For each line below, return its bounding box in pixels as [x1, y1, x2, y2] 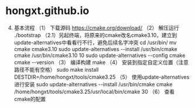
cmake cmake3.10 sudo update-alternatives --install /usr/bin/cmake [13, 45, 177, 52]
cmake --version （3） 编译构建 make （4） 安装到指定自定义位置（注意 [13, 59, 189, 66]
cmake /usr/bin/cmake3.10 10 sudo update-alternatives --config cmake [13, 52, 186, 59]
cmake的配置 [13, 95, 46, 102]
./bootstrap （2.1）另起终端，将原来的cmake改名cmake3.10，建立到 [13, 31, 177, 39]
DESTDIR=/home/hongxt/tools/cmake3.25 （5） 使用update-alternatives [13, 73, 190, 80]
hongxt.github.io [5, 4, 90, 18]
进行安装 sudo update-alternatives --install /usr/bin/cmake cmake [13, 80, 173, 87]
